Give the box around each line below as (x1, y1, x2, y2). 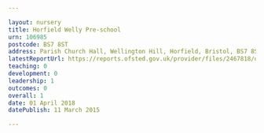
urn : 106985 (8, 33, 47, 41)
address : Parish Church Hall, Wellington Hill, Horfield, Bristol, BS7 (8, 48, 247, 56)
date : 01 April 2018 (8, 99, 76, 107)
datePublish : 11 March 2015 (8, 106, 101, 114)
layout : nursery (8, 18, 61, 26)
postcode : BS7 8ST (8, 40, 68, 48)
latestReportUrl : (8, 55, 65, 63)
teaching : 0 (8, 62, 47, 71)
